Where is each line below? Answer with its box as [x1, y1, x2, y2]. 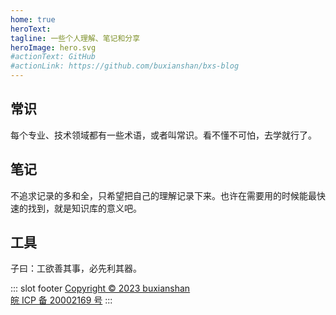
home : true [10, 14, 56, 25]
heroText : [10, 24, 52, 34]
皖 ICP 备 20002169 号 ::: [10, 294, 113, 306]
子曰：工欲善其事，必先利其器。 [10, 262, 142, 275]
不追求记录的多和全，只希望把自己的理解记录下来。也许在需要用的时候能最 [10, 189, 317, 201]
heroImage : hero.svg [10, 42, 97, 53]
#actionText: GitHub [10, 52, 97, 62]
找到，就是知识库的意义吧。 [27, 202, 142, 214]
